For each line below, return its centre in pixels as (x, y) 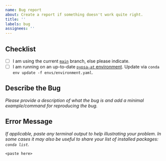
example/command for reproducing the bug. (51, 106)
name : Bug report (23, 10)
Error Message (29, 122)
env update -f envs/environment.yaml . (53, 72)
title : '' (16, 19)
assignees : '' (20, 29)
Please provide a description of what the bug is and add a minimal (75, 100)
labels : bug (18, 24)
